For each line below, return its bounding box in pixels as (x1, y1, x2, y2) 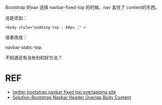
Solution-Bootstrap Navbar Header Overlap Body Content (12, 94, 131, 100)
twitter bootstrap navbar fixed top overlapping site (12, 89, 116, 95)
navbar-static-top (5, 44, 41, 50)
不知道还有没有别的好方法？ (5, 54, 62, 60)
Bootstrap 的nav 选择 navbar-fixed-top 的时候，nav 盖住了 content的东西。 (5, 4, 160, 10)
